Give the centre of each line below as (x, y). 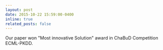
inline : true (19, 19)
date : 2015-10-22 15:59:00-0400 (39, 14)
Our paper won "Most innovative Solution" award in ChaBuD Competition (82, 38)
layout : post (19, 10)
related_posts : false (28, 24)
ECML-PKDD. (19, 43)
